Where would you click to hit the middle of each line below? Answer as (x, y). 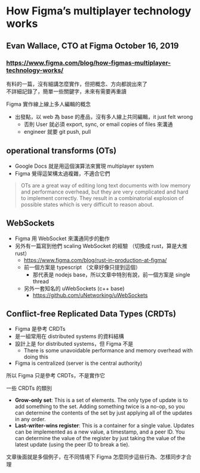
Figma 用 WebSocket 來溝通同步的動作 (62, 238)
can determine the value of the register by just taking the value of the (100, 438)
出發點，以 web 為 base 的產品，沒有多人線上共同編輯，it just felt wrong (104, 116)
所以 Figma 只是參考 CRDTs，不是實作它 (56, 376)
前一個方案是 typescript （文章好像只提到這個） (82, 267)
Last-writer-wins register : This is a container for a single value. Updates (104, 426)
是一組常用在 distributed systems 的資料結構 (69, 336)
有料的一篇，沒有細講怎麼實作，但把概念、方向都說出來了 (77, 84)
